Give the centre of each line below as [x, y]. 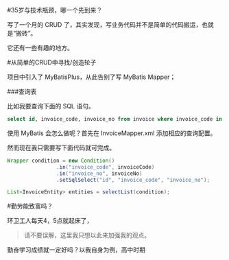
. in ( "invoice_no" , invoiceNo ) [99, 174]
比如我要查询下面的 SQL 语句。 [51, 106]
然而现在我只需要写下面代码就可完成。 [61, 147]
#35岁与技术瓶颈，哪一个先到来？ [55, 10]
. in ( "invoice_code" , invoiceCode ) [105, 167]
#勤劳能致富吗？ [30, 206]
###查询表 [22, 92]
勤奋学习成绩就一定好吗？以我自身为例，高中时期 [76, 250]
